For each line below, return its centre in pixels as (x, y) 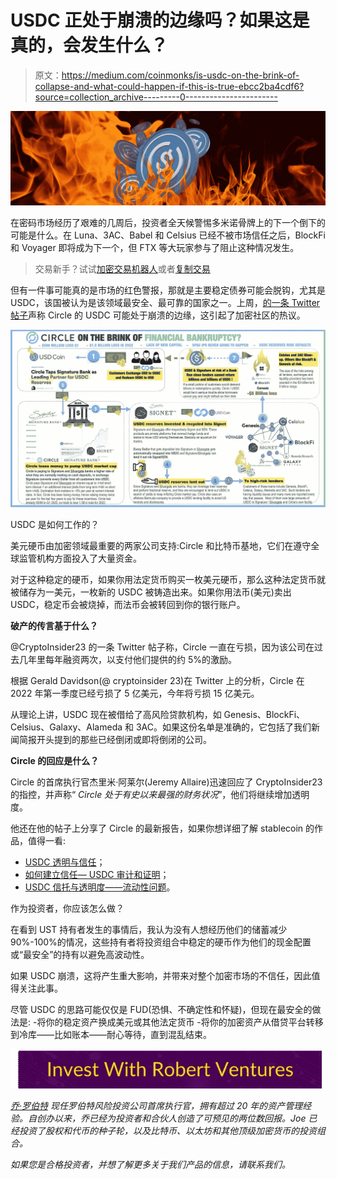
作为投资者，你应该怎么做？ (67, 908)
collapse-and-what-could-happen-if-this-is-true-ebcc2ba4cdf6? (169, 86)
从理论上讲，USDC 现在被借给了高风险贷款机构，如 (116, 715)
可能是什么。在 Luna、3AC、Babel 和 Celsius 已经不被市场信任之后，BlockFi (168, 235)
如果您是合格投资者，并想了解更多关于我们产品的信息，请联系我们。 (150, 1165)
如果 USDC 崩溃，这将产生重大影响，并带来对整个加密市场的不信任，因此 (161, 976)
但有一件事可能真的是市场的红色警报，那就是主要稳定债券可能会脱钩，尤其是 (168, 290)
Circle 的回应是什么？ (55, 761)
